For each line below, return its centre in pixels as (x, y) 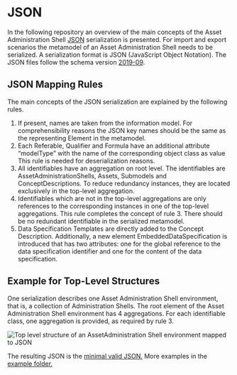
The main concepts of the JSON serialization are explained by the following (117, 102)
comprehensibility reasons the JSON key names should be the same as (122, 130)
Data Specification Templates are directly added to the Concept (111, 229)
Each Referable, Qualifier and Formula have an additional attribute (114, 146)
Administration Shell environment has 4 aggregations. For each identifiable (116, 313)
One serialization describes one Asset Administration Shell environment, (113, 298)
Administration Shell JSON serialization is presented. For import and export (117, 39)
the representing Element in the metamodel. (82, 138)
